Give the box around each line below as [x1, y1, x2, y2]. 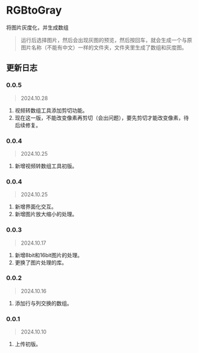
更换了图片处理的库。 [14, 259, 67, 266]
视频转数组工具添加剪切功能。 [14, 107, 88, 114]
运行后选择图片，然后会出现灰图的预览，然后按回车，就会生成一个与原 [20, 36, 193, 43]
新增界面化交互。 [14, 203, 57, 210]
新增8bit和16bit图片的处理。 [14, 251, 83, 258]
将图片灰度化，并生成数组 [6, 24, 69, 31]
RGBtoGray [6, 4, 62, 17]
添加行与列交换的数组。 [14, 300, 72, 307]
